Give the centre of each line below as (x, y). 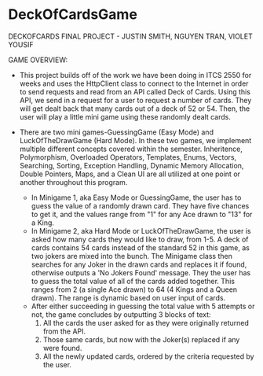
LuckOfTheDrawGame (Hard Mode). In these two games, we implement (135, 140)
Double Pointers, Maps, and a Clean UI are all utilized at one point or (130, 174)
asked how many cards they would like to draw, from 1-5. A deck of (140, 239)
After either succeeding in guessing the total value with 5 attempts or (143, 306)
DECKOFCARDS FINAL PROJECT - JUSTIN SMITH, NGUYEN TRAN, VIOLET (130, 36)
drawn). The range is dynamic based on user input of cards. (128, 297)
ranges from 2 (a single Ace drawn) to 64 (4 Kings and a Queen (134, 289)
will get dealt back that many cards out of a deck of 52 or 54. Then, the (135, 109)
